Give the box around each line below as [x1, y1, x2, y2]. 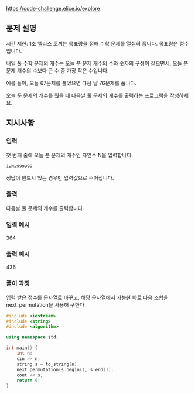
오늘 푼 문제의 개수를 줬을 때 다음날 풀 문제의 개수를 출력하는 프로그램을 [6, 92, 169, 99]
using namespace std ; [6, 334, 59, 340]
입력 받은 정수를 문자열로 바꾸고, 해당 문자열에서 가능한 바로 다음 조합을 [6, 294, 169, 301]
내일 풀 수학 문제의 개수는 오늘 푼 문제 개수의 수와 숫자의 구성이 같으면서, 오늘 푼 [6, 60, 189, 67]
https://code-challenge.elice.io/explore [6, 5, 101, 12]
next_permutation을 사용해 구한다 [6, 301, 85, 308]
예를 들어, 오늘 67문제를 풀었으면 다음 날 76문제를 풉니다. [6, 79, 136, 87]
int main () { [6, 345, 38, 351]
